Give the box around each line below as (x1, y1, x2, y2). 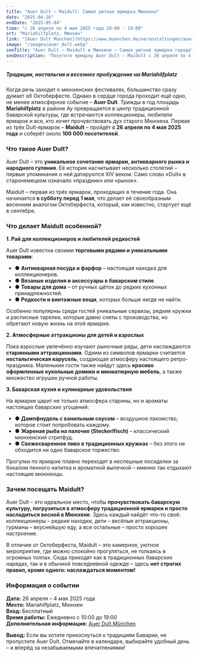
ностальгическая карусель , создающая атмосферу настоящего (6, 355, 170, 363)
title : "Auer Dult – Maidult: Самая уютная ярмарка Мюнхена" (6, 8, 160, 15)
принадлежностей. (14, 290, 63, 297)
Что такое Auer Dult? (6, 144, 69, 153)
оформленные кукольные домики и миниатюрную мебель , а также (6, 368, 183, 376)
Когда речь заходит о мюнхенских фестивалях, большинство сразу (6, 86, 177, 93)
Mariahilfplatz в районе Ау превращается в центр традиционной (6, 105, 169, 112)
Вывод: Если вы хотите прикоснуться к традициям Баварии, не (6, 631, 167, 639)
